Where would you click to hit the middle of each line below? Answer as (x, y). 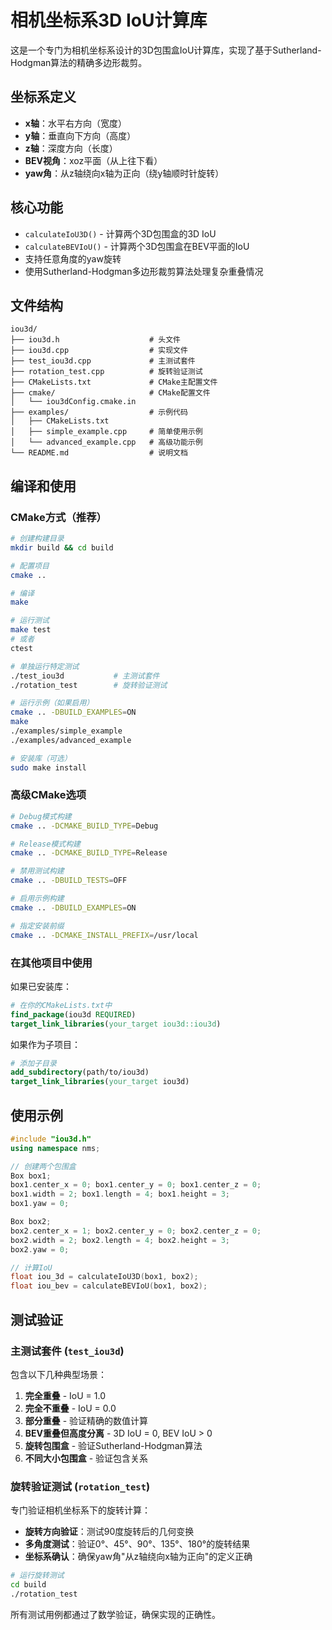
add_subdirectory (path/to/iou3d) (80, 1072)
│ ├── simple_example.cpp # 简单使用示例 (106, 432)
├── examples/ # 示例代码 (99, 412)
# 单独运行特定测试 (45, 666)
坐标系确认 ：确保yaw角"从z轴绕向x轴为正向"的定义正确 (138, 1557)
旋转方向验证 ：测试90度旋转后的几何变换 (109, 1532)
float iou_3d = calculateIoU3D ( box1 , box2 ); (104, 1277)
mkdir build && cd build (62, 547)
